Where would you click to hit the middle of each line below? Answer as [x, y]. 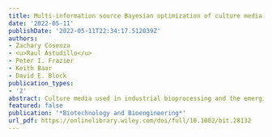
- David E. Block [38, 76]
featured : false [36, 106]
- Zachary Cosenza [39, 46]
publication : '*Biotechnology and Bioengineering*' [97, 114]
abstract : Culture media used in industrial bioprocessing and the [125, 98]
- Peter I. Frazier [41, 61]
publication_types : [41, 83]
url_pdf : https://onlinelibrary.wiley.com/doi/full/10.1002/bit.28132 [130, 121]
